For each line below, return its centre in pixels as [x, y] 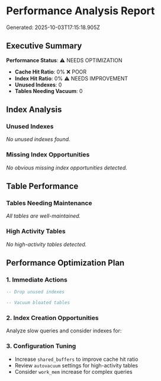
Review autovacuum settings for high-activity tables [76, 365]
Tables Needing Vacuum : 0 [49, 91]
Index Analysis [34, 110]
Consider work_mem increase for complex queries [73, 372]
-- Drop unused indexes [36, 292]
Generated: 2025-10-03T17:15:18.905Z [53, 27]
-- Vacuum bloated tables [38, 303]
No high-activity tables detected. [46, 244]
